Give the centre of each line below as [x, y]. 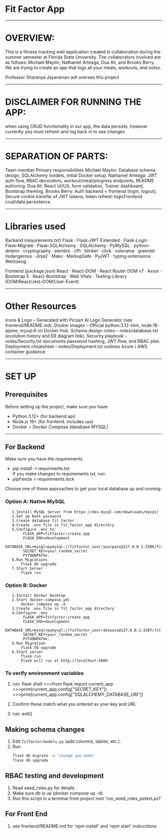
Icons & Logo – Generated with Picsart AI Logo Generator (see [69, 320]
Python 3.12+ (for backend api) [44, 416]
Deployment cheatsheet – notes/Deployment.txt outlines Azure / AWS [76, 346]
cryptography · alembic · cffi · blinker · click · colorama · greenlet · [90, 251]
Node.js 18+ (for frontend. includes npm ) [53, 421]
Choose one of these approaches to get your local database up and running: [83, 489]
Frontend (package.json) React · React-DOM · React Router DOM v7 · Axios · [83, 271]
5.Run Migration [29, 644]
